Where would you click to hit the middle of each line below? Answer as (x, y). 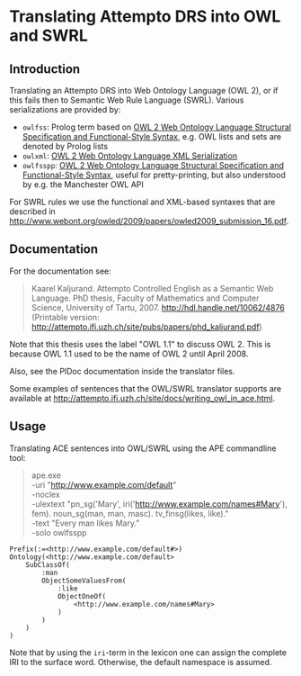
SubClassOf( (48, 564)
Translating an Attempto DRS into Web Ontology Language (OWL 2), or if (144, 90)
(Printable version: (65, 317)
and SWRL (49, 36)
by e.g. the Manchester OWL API (83, 185)
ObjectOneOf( (81, 596)
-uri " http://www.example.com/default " (104, 484)
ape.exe (46, 475)
